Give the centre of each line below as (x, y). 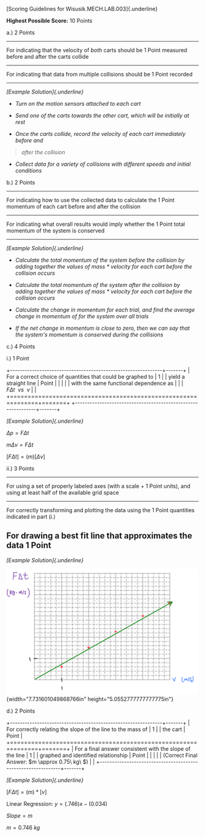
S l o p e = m (20, 816)
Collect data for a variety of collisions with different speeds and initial (103, 164)
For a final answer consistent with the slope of (133, 749)
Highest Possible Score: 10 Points (49, 20)
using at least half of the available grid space (63, 493)
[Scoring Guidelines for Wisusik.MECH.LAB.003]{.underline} (82, 9)
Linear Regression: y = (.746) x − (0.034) (57, 804)
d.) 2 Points (21, 711)
